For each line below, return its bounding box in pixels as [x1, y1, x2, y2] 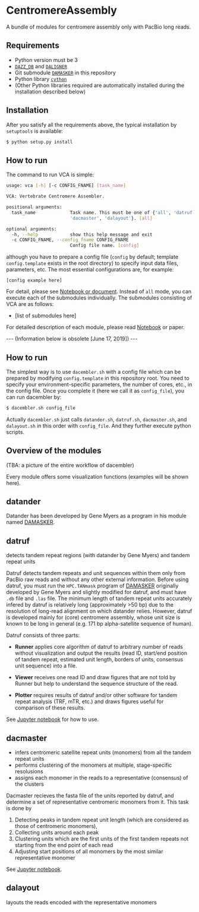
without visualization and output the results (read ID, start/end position [14, 649, 188, 657]
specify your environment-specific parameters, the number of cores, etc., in [6, 380, 192, 388]
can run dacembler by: [6, 393, 62, 401]
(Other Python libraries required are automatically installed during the [14, 82, 185, 89]
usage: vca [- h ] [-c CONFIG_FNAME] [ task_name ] [6, 183, 127, 189]
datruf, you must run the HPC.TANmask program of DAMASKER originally [6, 582, 179, 589]
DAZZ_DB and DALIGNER [14, 63, 67, 70]
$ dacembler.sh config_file [6, 405, 76, 411]
